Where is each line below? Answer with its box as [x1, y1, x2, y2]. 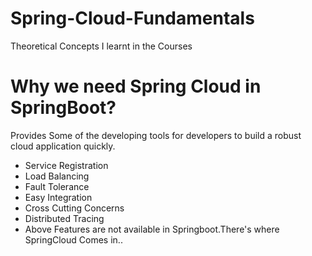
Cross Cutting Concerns [24, 202, 125, 214]
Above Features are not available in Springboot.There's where [24, 223, 280, 235]
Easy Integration [24, 191, 93, 203]
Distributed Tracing [24, 212, 105, 224]
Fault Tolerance [24, 180, 90, 192]
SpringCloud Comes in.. [24, 233, 123, 246]
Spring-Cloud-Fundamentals [10, 7, 255, 30]
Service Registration [24, 159, 109, 171]
